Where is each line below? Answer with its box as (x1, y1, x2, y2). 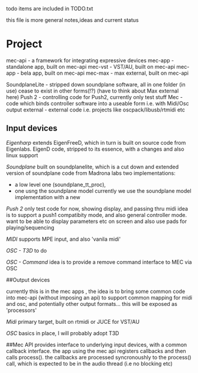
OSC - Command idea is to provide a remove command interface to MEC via (6, 258, 192, 266)
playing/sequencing (6, 224, 54, 231)
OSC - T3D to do (6, 247, 47, 254)
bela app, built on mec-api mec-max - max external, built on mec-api (20, 69, 189, 76)
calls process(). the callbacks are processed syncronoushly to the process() (6, 353, 191, 361)
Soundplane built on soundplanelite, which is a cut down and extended (6, 163, 179, 170)
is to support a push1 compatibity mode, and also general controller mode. (6, 211, 187, 218)
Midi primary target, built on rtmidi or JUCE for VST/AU (6, 318, 140, 325)
